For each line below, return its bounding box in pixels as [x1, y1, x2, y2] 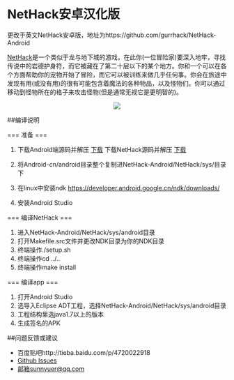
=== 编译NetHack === [7, 213, 72, 222]
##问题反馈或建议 [7, 333, 58, 342]
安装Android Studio [17, 198, 73, 206]
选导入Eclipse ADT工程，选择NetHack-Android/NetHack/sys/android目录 [17, 301, 227, 310]
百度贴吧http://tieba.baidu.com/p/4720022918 [17, 348, 151, 356]
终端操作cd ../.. [17, 254, 61, 262]
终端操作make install [17, 263, 77, 271]
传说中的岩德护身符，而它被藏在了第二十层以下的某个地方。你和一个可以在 [7, 61, 221, 70]
